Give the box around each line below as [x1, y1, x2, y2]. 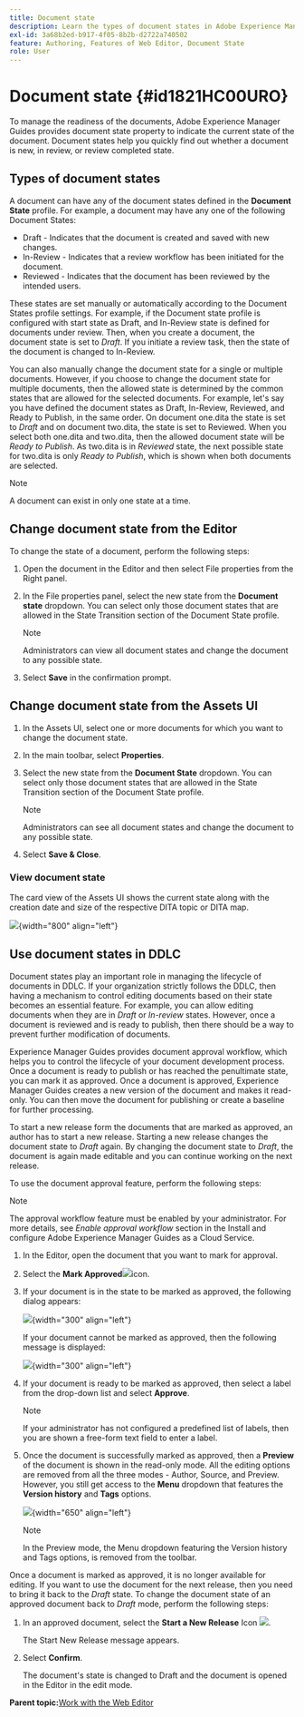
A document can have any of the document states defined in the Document [9, 195, 291, 206]
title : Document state [9, 13, 95, 23]
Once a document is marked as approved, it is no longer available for [9, 1569, 267, 1580]
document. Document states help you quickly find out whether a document [9, 135, 290, 146]
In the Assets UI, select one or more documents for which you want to [22, 722, 283, 733]
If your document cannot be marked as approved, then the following [22, 1332, 278, 1342]
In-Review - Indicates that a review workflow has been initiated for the [22, 251, 285, 262]
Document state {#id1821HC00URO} [9, 86, 289, 107]
